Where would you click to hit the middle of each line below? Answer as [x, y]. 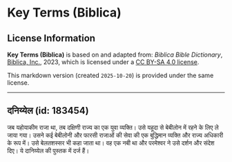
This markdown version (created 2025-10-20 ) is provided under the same [110, 75]
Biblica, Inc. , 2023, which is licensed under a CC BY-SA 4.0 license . [103, 62]
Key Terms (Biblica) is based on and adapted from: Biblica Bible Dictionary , [115, 54]
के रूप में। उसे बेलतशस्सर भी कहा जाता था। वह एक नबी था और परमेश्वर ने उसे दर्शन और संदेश [111, 143]
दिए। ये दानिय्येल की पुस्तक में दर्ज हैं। [48, 150]
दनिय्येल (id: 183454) [48, 111]
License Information [51, 38]
